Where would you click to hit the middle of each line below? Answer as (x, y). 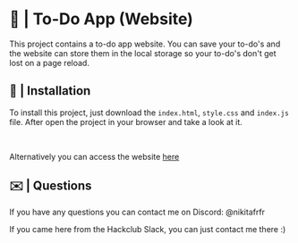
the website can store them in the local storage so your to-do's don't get (143, 53)
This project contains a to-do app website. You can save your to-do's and (145, 44)
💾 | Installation (50, 91)
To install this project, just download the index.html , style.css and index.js (149, 113)
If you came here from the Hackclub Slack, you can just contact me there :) (148, 229)
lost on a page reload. (49, 63)
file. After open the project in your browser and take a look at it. (126, 121)
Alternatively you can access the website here (94, 156)
